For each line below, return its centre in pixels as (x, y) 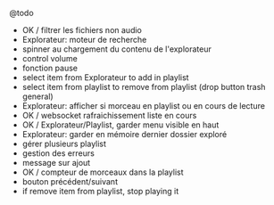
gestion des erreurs (58, 153)
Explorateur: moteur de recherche (84, 40)
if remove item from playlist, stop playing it (100, 191)
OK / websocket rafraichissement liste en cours (109, 115)
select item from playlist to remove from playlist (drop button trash (144, 87)
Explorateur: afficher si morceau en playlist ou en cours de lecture (144, 106)
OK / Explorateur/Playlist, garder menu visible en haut (120, 125)
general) (37, 96)
